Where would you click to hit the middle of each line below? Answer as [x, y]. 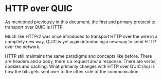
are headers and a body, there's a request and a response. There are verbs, [81, 61]
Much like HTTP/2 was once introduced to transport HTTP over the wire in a [81, 36]
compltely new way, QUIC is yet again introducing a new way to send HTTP [81, 41]
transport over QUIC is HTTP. [35, 27]
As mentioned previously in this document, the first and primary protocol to [80, 22]
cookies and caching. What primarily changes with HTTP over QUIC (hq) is [80, 66]
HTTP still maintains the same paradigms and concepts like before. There [79, 56]
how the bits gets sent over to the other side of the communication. [72, 71]
